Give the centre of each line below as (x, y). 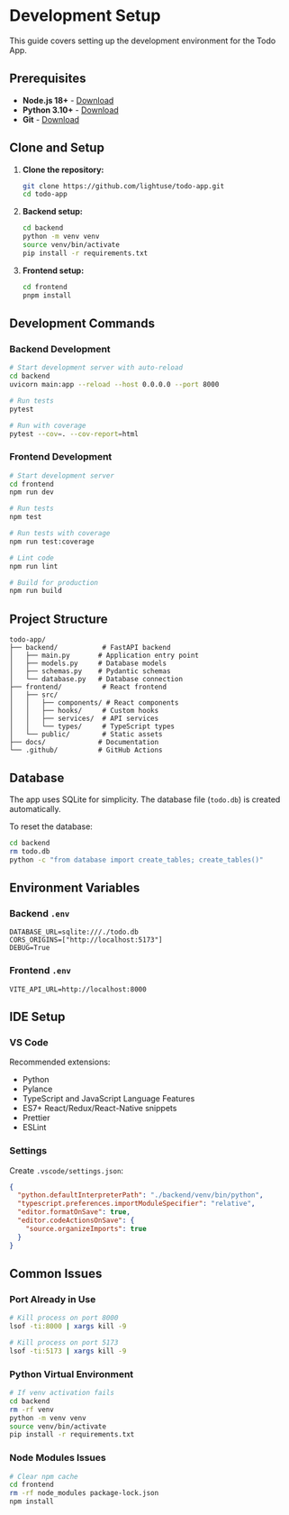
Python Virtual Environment (72, 1374)
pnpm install (47, 295)
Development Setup (85, 16)
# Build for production (54, 582)
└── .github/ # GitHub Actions (86, 750)
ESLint (34, 1127)
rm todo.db (30, 851)
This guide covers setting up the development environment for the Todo (143, 41)
